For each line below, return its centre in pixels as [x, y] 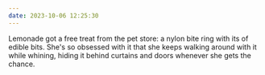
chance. [22, 64]
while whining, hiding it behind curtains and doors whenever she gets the [130, 55]
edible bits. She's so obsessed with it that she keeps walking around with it [133, 47]
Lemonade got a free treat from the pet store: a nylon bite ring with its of [128, 38]
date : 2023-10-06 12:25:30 [54, 16]
